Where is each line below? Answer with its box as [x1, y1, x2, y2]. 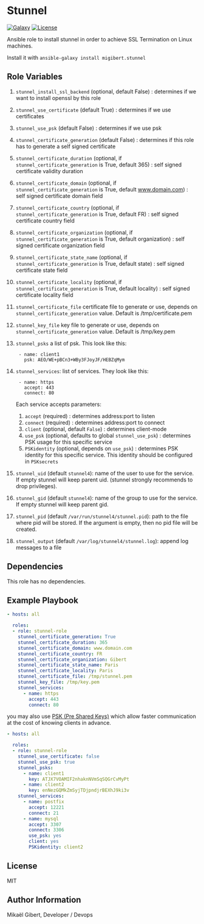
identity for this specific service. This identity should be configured [24, 451, 193, 458]
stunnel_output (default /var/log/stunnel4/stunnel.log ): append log [15, 537, 189, 544]
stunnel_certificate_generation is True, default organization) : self [15, 235, 185, 243]
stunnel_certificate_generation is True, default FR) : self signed [15, 210, 178, 218]
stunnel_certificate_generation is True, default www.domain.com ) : [15, 185, 188, 193]
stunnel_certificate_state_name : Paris [18, 662, 119, 668]
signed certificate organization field [15, 241, 105, 249]
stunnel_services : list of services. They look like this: [15, 367, 149, 375]
